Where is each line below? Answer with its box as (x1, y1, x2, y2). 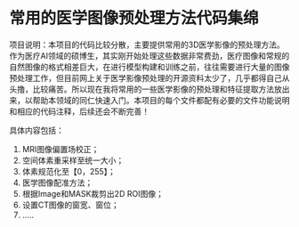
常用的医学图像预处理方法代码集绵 (9, 8, 260, 28)
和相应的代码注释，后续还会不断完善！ (9, 106, 149, 117)
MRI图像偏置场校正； (21, 143, 100, 154)
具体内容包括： (9, 125, 64, 135)
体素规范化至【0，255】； (21, 166, 116, 176)
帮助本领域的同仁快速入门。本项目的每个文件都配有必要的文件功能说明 (32, 94, 290, 105)
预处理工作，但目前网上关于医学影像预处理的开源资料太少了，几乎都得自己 (9, 72, 282, 83)
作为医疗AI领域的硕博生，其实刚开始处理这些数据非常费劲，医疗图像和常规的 (9, 50, 290, 61)
